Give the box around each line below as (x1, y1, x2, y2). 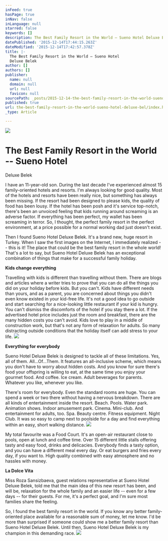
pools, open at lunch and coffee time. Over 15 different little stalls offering (5, 436, 156, 442)
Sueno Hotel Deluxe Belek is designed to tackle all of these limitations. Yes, (5, 353, 160, 359)
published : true (5, 100, 39, 105)
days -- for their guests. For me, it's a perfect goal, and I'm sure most (5, 493, 148, 499)
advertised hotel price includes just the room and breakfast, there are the (5, 311, 156, 317)
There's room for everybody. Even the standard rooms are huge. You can (5, 389, 156, 395)
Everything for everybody (5, 343, 60, 349)
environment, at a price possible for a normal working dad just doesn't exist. (5, 224, 162, 230)
